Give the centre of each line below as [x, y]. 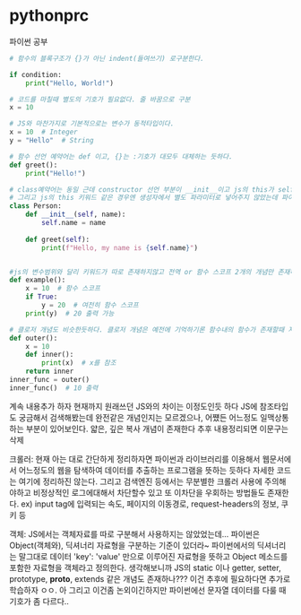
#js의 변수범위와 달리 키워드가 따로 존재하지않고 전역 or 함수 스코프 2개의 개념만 [142, 272]
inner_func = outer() [50, 380]
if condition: [36, 74]
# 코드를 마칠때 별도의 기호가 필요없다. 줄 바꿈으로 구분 [100, 100]
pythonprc [49, 16]
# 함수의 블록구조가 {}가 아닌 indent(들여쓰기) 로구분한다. [107, 58]
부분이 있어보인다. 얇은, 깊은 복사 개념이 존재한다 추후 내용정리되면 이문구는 [157, 429]
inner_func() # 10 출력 [54, 388]
